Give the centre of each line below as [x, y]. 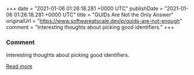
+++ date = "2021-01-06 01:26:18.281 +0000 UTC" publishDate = [85, 8]
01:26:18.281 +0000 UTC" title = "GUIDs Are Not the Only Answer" [94, 15]
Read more [19, 66]
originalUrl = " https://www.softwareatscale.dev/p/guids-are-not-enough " [94, 21]
